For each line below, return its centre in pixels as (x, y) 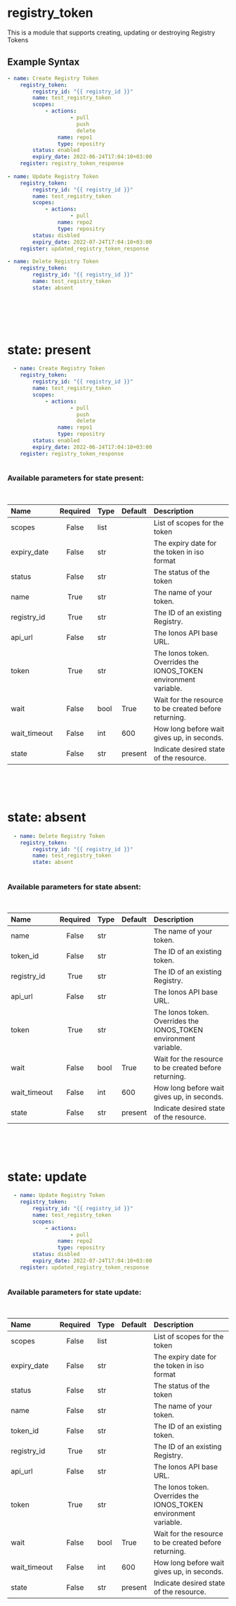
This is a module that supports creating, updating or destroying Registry (111, 32)
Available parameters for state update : (74, 1292)
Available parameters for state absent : (74, 886)
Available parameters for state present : (76, 478)
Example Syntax (44, 62)
